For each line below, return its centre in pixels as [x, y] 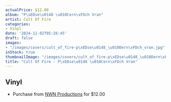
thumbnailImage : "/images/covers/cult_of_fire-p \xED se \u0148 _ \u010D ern [83, 57]
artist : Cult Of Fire [28, 19]
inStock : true [20, 52]
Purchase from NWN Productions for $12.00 [59, 94]
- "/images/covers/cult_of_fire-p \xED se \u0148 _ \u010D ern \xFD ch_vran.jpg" [85, 47]
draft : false [19, 38]
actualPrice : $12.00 [27, 10]
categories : [18, 24]
